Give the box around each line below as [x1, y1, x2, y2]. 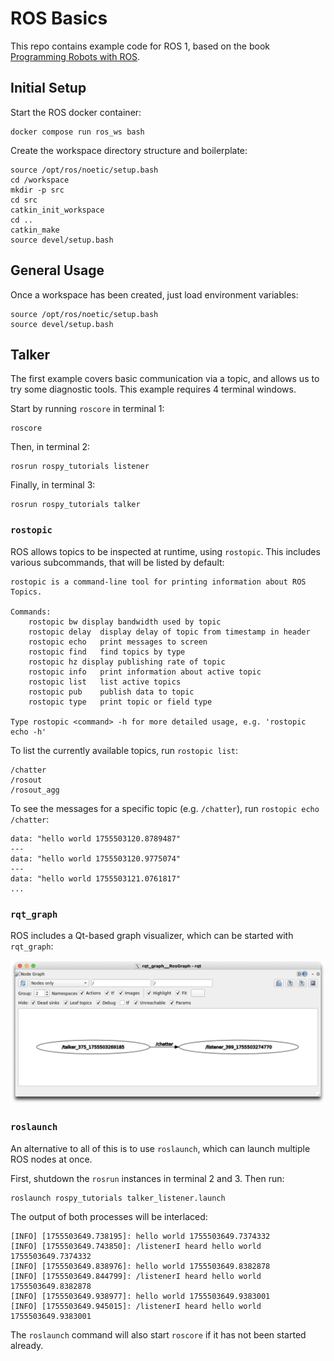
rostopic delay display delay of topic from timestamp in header [28, 627, 311, 637]
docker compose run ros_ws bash [10, 127, 145, 137]
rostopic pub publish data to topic [28, 687, 195, 697]
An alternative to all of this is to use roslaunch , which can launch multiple [10, 1142, 311, 1154]
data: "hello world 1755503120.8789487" [10, 833, 182, 844]
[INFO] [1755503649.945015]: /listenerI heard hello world [10, 1301, 262, 1311]
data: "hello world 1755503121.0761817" [10, 873, 182, 884]
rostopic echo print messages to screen [28, 637, 208, 647]
